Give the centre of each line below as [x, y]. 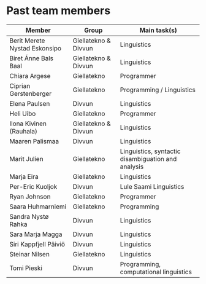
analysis [132, 167]
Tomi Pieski [26, 268]
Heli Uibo [23, 113]
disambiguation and [148, 159]
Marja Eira [24, 176]
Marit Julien [27, 159]
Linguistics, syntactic [150, 151]
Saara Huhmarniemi [38, 207]
